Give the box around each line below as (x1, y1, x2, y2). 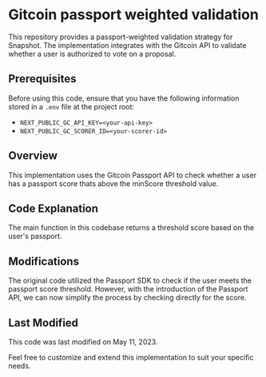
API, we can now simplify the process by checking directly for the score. (8, 293, 247, 303)
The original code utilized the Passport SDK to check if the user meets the (8, 276, 252, 285)
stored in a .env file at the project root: (8, 101, 134, 111)
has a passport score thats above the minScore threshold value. (8, 178, 219, 188)
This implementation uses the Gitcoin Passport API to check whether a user (8, 170, 257, 180)
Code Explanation (8, 201, 98, 215)
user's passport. (8, 232, 62, 241)
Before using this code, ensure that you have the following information (8, 93, 240, 103)
